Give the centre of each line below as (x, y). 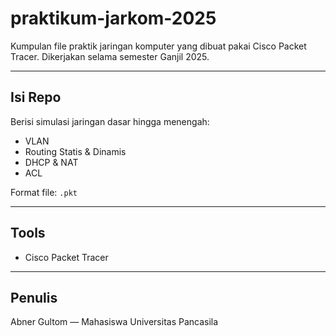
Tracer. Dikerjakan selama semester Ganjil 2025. (110, 56)
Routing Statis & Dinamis (75, 151)
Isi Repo (36, 97)
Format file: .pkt (44, 192)
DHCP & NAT (51, 162)
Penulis (34, 297)
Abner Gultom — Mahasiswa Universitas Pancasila (114, 322)
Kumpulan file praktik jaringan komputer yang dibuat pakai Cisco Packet (158, 46)
